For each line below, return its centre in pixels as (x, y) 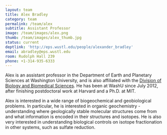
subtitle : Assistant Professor (38, 28)
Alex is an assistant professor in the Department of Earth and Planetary (78, 75)
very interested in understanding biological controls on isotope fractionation (83, 122)
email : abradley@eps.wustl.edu (38, 51)
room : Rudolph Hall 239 (30, 56)
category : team (21, 19)
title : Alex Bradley (27, 14)
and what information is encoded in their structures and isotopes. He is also (83, 117)
